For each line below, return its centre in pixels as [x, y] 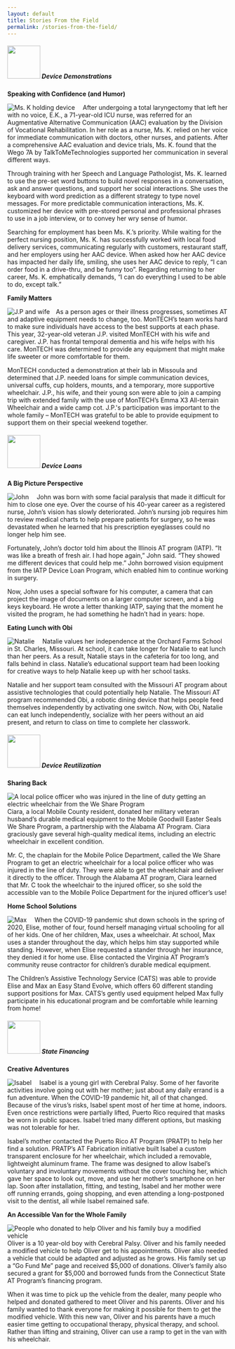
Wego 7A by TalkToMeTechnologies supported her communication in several [117, 153]
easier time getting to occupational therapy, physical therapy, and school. [113, 1324]
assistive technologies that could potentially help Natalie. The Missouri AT [114, 692]
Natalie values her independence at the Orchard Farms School [132, 641]
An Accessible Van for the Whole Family [67, 1215]
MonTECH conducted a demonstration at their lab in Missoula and [102, 370]
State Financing [65, 1051]
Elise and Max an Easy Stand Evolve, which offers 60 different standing [110, 986]
